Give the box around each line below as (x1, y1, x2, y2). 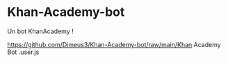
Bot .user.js (7, 48, 40, 56)
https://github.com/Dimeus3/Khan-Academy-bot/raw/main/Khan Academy (7, 40, 221, 48)
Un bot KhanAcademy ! (7, 27, 74, 35)
